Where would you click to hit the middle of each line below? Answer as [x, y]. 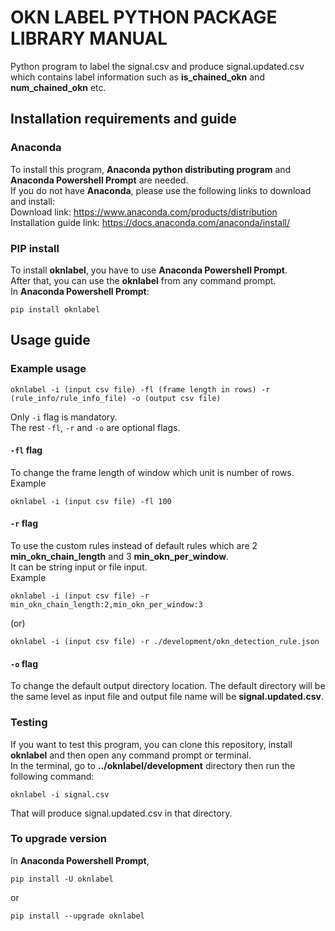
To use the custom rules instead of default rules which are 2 [134, 546]
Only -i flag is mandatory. [64, 417]
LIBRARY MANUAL [89, 38]
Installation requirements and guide [123, 119]
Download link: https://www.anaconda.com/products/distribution [144, 212]
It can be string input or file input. [79, 567]
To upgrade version [58, 839]
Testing [29, 723]
